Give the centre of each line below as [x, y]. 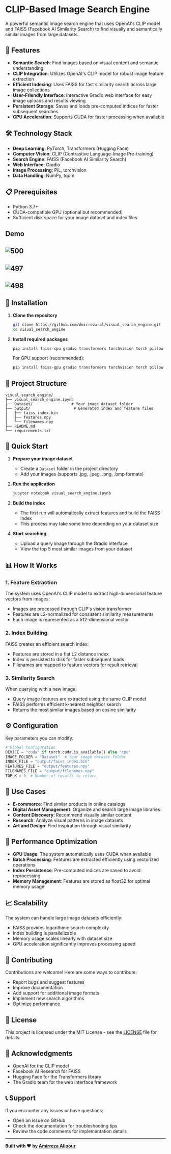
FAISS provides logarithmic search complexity [61, 928]
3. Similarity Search [30, 678]
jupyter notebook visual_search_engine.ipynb [62, 493]
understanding [28, 68]
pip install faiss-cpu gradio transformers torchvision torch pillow [88, 348]
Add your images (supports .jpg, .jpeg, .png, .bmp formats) [82, 474]
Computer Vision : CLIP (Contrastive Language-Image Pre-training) [83, 153]
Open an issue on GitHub [39, 1120]
